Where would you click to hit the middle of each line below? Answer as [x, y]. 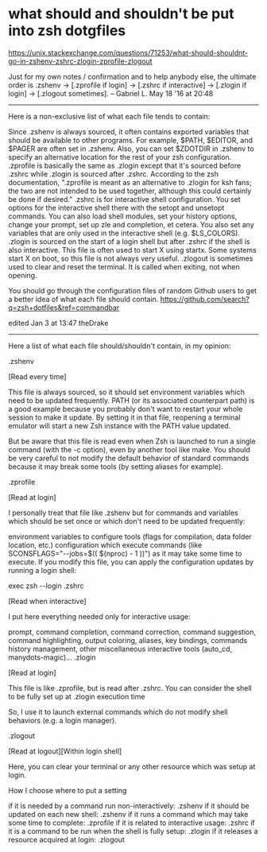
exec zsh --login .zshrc [46, 586]
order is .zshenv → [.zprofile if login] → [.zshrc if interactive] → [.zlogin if [128, 85]
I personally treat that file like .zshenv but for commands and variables [123, 513]
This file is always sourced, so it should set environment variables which [126, 392]
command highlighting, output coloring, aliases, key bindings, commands [128, 640]
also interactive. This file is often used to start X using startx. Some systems [132, 250]
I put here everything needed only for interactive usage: [99, 616]
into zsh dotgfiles [67, 31]
